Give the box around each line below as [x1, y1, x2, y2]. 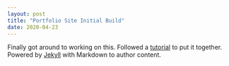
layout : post [7, 10, 46, 18]
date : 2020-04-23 [7, 23, 59, 31]
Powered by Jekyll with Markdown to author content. [7, 50, 161, 59]
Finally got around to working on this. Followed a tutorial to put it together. [7, 43, 223, 52]
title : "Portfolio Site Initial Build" [7, 17, 125, 24]
